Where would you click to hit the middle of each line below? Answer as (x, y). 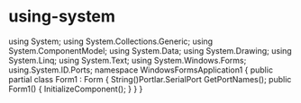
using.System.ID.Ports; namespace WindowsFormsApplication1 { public (141, 70)
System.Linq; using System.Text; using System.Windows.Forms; (128, 60)
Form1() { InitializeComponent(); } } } (76, 89)
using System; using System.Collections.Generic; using (111, 41)
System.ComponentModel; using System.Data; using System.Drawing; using (150, 50)
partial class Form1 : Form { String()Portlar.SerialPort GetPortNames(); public (150, 79)
